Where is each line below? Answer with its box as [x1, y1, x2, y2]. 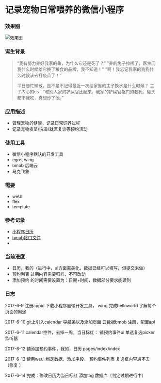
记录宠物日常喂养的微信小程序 [5, 4, 125, 16]
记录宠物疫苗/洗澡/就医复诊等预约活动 [12, 126, 88, 132]
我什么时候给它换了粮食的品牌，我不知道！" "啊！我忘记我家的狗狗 [16, 66, 150, 72]
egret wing [12, 157, 34, 163]
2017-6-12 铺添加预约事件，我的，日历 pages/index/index [5, 346, 120, 351]
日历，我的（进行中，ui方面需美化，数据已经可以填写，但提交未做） [12, 265, 148, 271]
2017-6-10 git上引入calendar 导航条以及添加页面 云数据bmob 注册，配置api [5, 319, 155, 325]
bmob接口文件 [12, 234, 41, 240]
